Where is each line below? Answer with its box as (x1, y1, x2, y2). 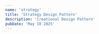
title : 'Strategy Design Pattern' (5, 12, 78, 17)
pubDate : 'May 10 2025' (5, 21, 55, 26)
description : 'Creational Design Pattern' (5, 16, 95, 21)
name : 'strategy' (5, 7, 42, 12)
